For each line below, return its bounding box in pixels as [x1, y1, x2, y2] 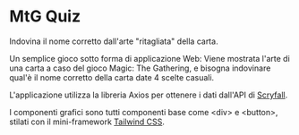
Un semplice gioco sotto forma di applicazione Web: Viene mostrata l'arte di [9, 53, 291, 63]
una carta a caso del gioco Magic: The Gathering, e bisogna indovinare [9, 63, 271, 73]
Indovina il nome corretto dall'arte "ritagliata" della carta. [9, 36, 218, 46]
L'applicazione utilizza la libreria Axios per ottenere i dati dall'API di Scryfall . [9, 89, 288, 100]
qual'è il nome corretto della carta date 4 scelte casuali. [9, 72, 215, 82]
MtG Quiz [9, 6, 81, 27]
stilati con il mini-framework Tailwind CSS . [9, 116, 166, 127]
